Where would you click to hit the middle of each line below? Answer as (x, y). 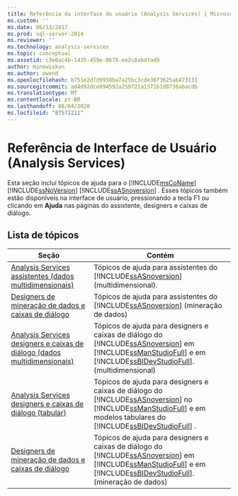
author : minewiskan (36, 67)
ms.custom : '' (28, 21)
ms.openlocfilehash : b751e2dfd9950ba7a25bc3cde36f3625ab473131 (103, 80)
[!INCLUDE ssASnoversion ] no (143, 399)
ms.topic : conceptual (39, 54)
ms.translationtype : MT (42, 93)
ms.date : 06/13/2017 (38, 27)
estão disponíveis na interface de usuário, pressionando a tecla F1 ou (108, 198)
